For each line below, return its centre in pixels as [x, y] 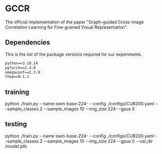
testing [16, 124]
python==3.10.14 [21, 63]
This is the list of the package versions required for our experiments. [74, 54]
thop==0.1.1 [17, 77]
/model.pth [16, 146]
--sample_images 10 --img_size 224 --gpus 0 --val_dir [98, 141]
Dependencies [27, 43]
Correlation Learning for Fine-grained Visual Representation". [66, 27]
